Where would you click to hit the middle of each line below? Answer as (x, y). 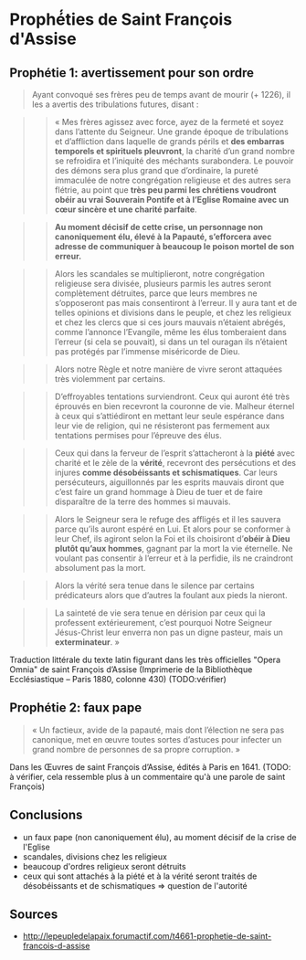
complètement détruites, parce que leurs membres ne (156, 293)
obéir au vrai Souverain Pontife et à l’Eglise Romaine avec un (172, 200)
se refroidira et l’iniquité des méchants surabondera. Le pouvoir (174, 161)
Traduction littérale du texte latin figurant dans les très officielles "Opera (145, 659)
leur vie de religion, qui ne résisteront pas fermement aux (162, 426)
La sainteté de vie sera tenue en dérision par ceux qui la (160, 613)
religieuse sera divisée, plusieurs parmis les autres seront (163, 284)
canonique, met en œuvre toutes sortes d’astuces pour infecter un (157, 739)
